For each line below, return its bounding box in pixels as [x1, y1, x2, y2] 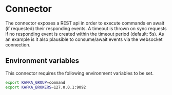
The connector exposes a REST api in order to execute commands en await [5, 20, 165, 26]
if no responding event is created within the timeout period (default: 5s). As [5, 31, 164, 37]
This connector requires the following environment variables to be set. [5, 70, 154, 76]
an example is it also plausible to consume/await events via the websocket [5, 36, 163, 42]
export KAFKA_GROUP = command [5, 80, 66, 85]
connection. [5, 41, 31, 47]
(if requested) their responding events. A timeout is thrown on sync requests [5, 25, 167, 31]
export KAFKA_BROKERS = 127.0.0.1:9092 [5, 85, 86, 90]
